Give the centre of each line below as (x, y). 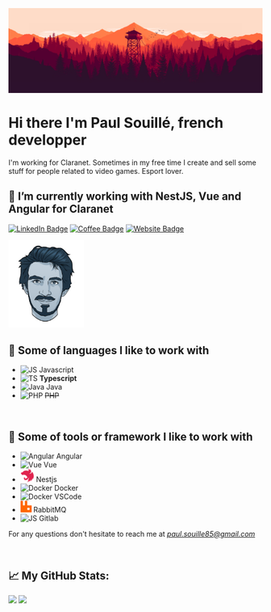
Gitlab (49, 518)
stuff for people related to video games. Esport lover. (96, 171)
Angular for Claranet (61, 209)
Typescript (58, 378)
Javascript (56, 370)
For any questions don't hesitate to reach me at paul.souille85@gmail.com (132, 534)
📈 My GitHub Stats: (59, 576)
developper (48, 140)
